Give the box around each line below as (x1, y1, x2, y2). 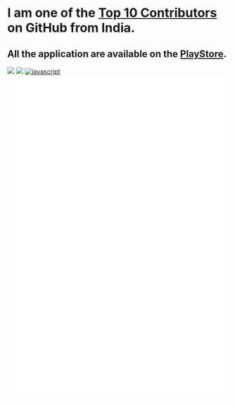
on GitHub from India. (7, 20, 136, 36)
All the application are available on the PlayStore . (7, 48, 227, 60)
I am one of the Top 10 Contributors (7, 5, 217, 21)
